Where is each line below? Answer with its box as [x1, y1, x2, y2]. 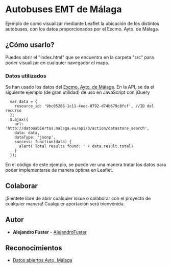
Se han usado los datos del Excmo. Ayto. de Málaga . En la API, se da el [5, 84, 155, 90]
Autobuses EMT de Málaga [5, 4, 122, 15]
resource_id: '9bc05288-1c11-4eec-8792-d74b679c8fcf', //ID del [14, 103, 154, 109]
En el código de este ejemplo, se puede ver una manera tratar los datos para [5, 162, 166, 168]
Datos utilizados [5, 72, 47, 79]
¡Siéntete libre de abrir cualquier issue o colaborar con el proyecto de [5, 195, 151, 201]
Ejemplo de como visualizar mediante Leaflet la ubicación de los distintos [5, 20, 159, 26]
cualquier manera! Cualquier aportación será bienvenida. [5, 200, 125, 207]
